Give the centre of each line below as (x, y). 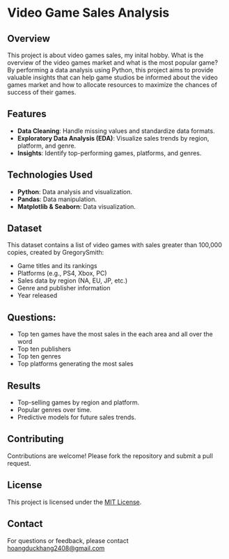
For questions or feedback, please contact (68, 540)
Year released (37, 296)
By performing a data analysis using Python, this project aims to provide (110, 70)
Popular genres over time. (54, 410)
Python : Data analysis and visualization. (75, 191)
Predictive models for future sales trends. (77, 417)
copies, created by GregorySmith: (56, 253)
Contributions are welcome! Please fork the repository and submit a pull (110, 456)
